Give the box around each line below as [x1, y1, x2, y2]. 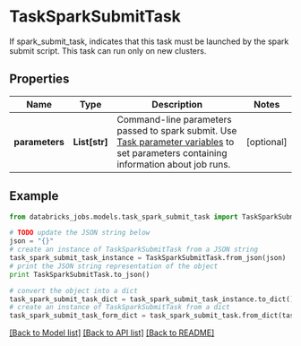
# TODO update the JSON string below [9, 229, 150, 238]
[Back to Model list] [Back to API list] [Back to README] [9, 327, 215, 338]
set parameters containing [116, 146, 228, 159]
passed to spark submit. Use [116, 124, 237, 136]
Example [9, 188, 59, 203]
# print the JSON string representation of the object [9, 262, 219, 271]
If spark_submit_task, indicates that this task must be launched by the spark [9, 36, 289, 47]
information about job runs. [116, 158, 231, 170]
